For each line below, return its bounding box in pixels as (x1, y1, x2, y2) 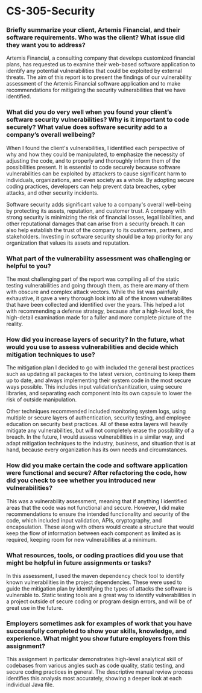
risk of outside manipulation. (6, 396, 77, 403)
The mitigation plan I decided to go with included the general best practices (6, 364, 194, 371)
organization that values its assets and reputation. (6, 239, 130, 246)
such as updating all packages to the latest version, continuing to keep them (6, 371, 196, 378)
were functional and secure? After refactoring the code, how (6, 469, 187, 477)
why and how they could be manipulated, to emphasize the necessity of (6, 151, 185, 158)
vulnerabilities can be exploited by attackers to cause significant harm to (6, 170, 187, 177)
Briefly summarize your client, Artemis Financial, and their (6, 26, 181, 34)
